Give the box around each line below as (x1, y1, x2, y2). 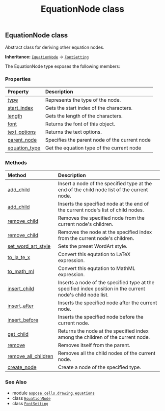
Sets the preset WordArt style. (58, 243, 128, 250)
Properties (5, 75, 31, 82)
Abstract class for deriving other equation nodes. (5, 44, 105, 50)
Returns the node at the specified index (58, 328, 149, 335)
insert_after (7, 302, 34, 309)
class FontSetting (12, 400, 49, 406)
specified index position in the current (58, 285, 146, 292)
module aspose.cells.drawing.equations (12, 390, 95, 396)
